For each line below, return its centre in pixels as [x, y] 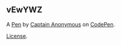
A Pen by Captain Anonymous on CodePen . [61, 24]
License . [17, 36]
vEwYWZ [24, 10]
